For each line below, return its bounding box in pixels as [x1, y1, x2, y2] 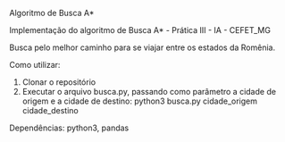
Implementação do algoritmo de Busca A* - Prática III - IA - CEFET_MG [9, 25, 271, 35]
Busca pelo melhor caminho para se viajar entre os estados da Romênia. [9, 42, 275, 53]
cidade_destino [21, 105, 79, 115]
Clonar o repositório [21, 77, 96, 88]
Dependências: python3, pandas [9, 122, 130, 133]
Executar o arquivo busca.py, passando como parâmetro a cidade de [21, 87, 277, 96]
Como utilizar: [9, 60, 61, 70]
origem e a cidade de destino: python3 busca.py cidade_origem [21, 96, 257, 106]
